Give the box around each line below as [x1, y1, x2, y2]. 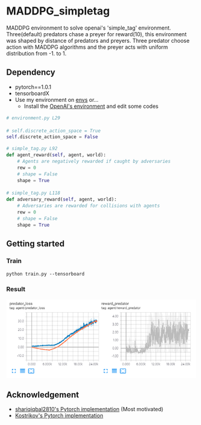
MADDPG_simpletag [6, 4, 110, 18]
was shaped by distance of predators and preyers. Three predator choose [6, 37, 190, 44]
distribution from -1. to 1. [6, 49, 67, 57]
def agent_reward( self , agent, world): [6, 152, 107, 158]
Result [6, 285, 26, 294]
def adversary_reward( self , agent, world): [6, 197, 117, 203]
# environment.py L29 [6, 115, 61, 121]
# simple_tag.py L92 [6, 146, 58, 152]
